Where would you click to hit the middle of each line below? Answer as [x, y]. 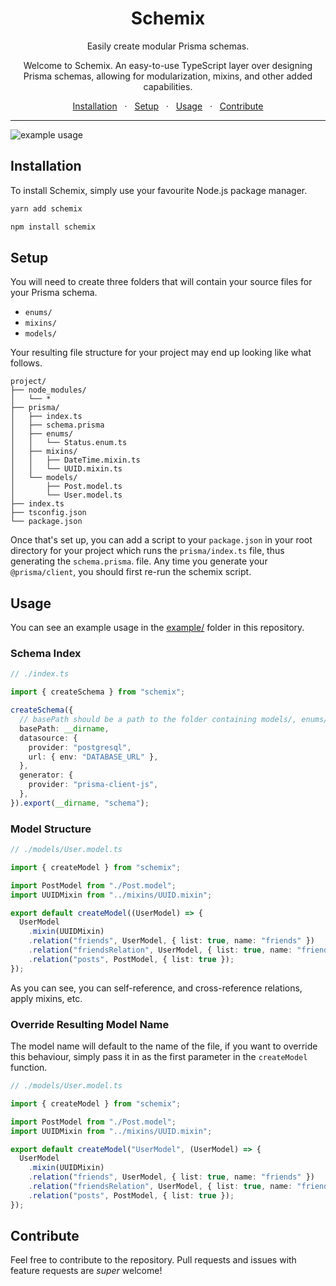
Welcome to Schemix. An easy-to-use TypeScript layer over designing [168, 65]
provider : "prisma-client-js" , [93, 785]
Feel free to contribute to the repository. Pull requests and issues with [153, 1260]
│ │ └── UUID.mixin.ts [66, 469]
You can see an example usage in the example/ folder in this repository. [157, 628]
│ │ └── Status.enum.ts [69, 443]
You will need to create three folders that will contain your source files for [161, 282]
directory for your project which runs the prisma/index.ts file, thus [147, 551]
